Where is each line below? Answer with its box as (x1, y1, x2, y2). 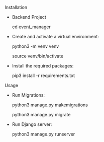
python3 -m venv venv (12, 43, 59, 49)
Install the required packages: (12, 63, 74, 68)
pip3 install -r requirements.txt (12, 73, 75, 79)
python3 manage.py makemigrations (12, 102, 88, 108)
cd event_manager (12, 24, 51, 30)
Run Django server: (12, 121, 52, 127)
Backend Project (12, 14, 46, 20)
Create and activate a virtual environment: (12, 34, 99, 39)
